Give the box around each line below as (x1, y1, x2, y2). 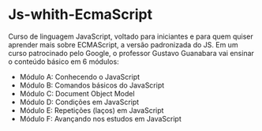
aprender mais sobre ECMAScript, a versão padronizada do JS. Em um (8, 39, 238, 49)
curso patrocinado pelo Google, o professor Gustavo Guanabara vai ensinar (8, 48, 255, 58)
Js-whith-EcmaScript (8, 6, 152, 24)
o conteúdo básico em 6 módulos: (8, 57, 120, 66)
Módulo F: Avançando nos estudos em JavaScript (19, 114, 182, 123)
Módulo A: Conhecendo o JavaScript (19, 72, 140, 81)
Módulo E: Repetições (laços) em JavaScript (19, 105, 164, 115)
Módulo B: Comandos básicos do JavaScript (19, 80, 165, 90)
